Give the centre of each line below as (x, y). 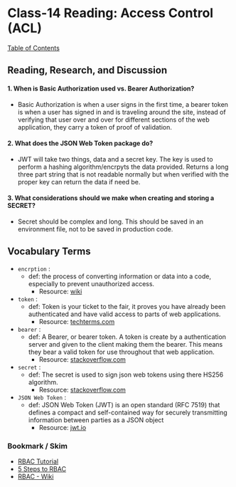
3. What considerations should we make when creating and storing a (111, 198)
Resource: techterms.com (77, 321)
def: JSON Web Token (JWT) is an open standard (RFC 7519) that (124, 404)
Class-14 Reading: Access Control (111, 13)
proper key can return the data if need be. (79, 182)
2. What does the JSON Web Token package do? (80, 143)
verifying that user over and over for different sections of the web (113, 120)
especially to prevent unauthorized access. (91, 283)
